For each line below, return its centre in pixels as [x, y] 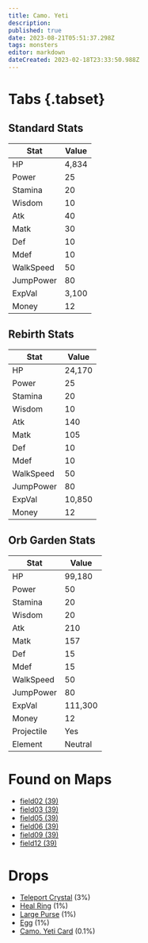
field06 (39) [39, 826]
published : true [35, 30]
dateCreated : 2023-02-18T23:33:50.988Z [74, 60]
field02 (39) [39, 801]
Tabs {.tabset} [57, 99]
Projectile [30, 731]
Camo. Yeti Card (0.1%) [57, 931]
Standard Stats [46, 128]
